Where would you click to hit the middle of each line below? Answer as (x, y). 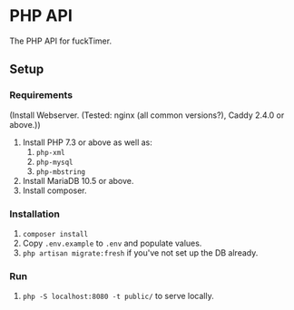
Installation (35, 214)
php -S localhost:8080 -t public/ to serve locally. (118, 296)
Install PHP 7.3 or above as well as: (87, 142)
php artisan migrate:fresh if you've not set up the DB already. (140, 252)
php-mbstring (61, 172)
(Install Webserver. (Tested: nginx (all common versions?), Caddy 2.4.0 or (147, 115)
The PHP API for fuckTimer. (60, 41)
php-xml (50, 152)
